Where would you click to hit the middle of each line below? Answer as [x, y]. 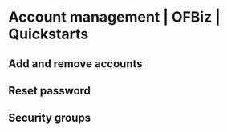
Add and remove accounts [75, 64]
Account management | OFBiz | [114, 17]
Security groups [50, 118]
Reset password [49, 91]
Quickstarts [49, 34]
